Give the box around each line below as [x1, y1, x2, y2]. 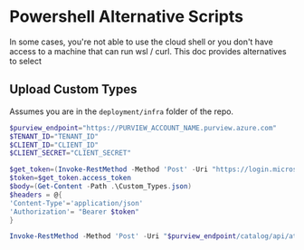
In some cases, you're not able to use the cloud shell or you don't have [9, 36, 273, 47]
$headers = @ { [9, 190, 63, 199]
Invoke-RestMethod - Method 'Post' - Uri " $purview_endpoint [9, 232, 237, 241]
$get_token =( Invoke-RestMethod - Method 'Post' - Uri [9, 165, 208, 174]
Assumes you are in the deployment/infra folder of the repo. [9, 106, 233, 117]
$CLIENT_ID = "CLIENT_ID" [9, 140, 100, 149]
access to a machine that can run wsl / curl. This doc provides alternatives [9, 45, 287, 56]
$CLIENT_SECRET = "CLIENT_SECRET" [9, 149, 131, 158]
